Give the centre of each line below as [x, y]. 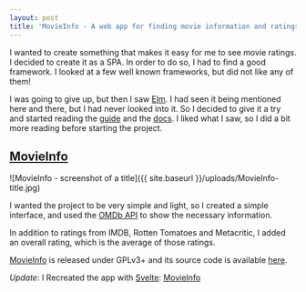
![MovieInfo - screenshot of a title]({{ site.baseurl [102, 178]
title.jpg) [25, 188]
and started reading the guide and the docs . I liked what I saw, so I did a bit [150, 118]
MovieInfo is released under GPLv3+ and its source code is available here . [148, 260]
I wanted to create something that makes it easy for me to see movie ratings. [153, 52]
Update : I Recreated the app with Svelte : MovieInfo [105, 277]
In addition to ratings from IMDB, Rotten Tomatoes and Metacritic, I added [148, 233]
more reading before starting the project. [86, 127]
